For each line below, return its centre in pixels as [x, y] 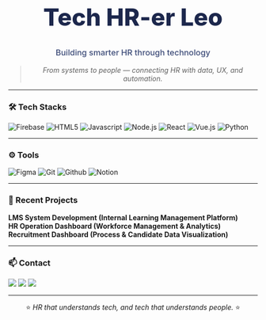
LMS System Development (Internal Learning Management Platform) [123, 217]
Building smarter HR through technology [133, 53]
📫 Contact [29, 263]
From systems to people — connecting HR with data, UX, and [143, 70]
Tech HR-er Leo [133, 17]
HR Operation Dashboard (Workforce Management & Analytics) [115, 226]
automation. [143, 78]
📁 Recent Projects [43, 200]
